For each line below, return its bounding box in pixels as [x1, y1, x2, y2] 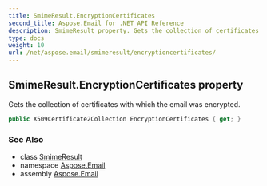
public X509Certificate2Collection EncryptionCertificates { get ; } [8, 115, 241, 123]
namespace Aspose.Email [19, 160, 106, 170]
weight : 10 [8, 42, 45, 49]
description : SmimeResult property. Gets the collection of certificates [8, 26, 260, 34]
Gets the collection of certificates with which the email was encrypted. [8, 99, 241, 109]
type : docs [8, 34, 45, 42]
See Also [8, 133, 44, 144]
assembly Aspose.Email [19, 168, 98, 178]
